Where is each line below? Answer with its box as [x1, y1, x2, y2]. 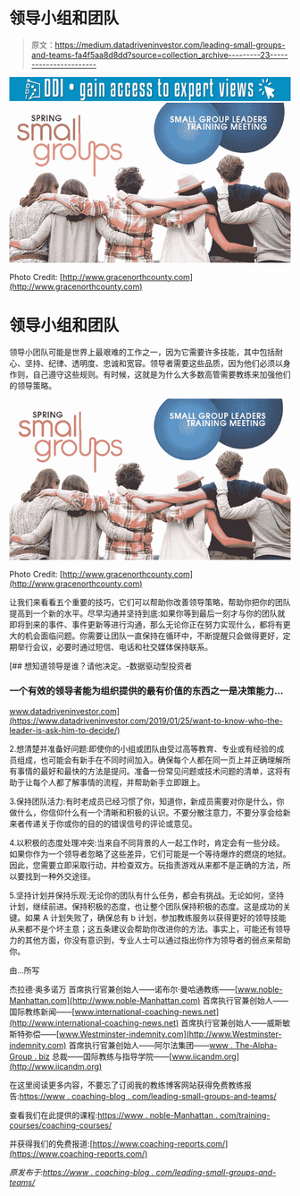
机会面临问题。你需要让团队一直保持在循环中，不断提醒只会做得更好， [24, 630, 283, 641]
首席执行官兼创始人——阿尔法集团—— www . [68, 1039, 234, 1050]
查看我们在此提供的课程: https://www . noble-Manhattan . [9, 1109, 219, 1120]
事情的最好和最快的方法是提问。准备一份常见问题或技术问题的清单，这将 [16, 765, 283, 776]
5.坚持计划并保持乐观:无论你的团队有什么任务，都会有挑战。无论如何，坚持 [9, 890, 284, 901]
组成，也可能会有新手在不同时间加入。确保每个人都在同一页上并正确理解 [16, 754, 283, 765]
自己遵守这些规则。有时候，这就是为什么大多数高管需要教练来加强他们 [32, 369, 291, 380]
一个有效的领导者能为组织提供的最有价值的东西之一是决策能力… [9, 685, 284, 697]
